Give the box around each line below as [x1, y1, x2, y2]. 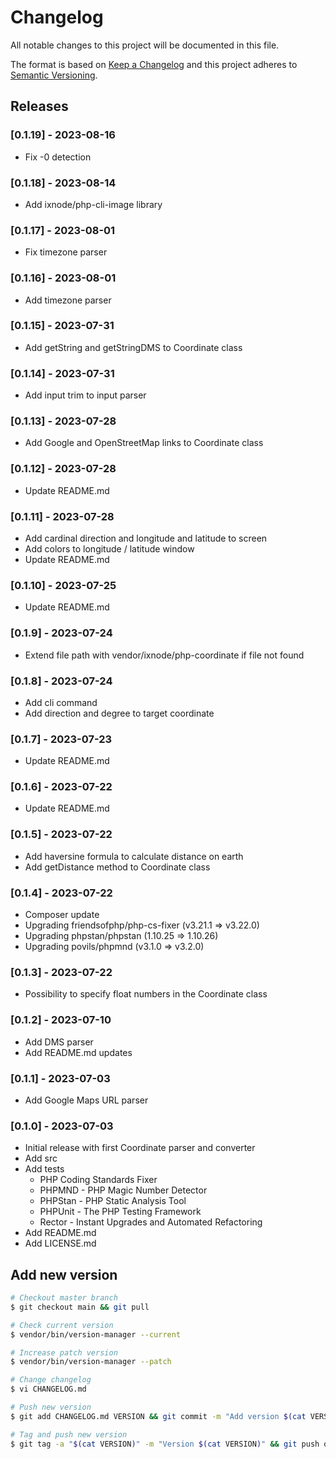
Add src [24, 1152, 58, 1165]
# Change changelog [10, 1375, 92, 1385]
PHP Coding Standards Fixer [39, 1174, 158, 1186]
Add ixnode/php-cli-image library [24, 198, 163, 210]
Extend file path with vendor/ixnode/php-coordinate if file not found [24, 649, 305, 661]
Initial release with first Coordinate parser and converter [24, 1142, 256, 1154]
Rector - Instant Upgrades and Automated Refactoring [39, 1216, 263, 1228]
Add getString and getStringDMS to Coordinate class [24, 341, 243, 353]
